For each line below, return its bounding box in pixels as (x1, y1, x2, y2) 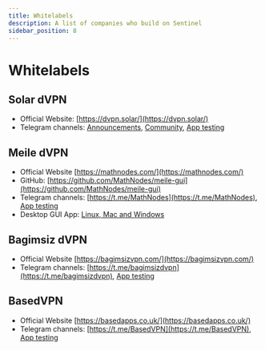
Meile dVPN (8, 146, 69, 159)
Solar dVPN (8, 93, 67, 107)
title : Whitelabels (8, 11, 74, 20)
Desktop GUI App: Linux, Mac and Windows (19, 210, 165, 219)
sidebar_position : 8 (8, 26, 78, 34)
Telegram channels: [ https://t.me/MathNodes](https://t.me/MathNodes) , (19, 193, 258, 203)
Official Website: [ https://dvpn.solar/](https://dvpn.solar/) (19, 114, 209, 124)
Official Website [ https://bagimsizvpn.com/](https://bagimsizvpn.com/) (19, 254, 255, 264)
